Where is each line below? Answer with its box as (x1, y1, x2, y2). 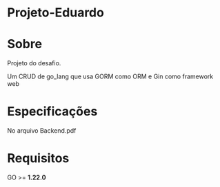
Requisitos (7, 151, 70, 166)
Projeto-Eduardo (7, 5, 105, 21)
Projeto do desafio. (7, 59, 61, 67)
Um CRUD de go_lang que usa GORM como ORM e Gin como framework (7, 72, 214, 80)
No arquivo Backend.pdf (7, 126, 77, 135)
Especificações (7, 104, 98, 120)
